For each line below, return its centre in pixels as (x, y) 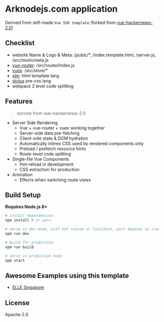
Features (19, 101)
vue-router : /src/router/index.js (43, 65)
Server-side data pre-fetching (49, 133)
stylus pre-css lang (31, 81)
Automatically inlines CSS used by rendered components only (82, 143)
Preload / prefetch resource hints (53, 149)
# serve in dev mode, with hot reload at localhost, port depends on (77, 229)
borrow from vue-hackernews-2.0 (51, 113)
